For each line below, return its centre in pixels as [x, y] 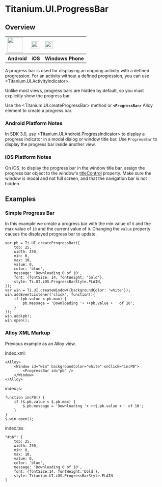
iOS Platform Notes [28, 157]
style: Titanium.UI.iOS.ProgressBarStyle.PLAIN [63, 476]
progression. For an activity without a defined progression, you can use [77, 76]
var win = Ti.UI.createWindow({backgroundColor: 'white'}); [68, 290]
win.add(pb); [18, 316]
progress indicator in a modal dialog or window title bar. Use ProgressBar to [81, 139]
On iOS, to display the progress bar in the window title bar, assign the [75, 168]
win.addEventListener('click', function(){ [50, 295]
